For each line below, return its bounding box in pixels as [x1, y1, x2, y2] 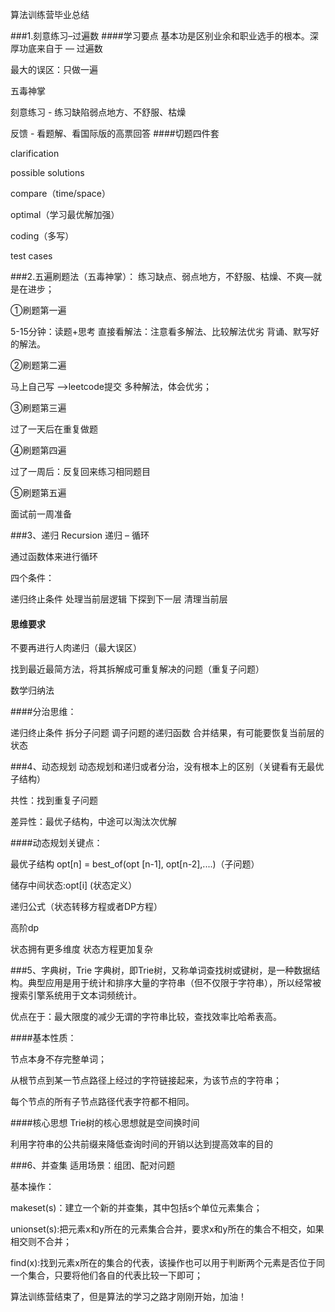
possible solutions [10, 167, 85, 178]
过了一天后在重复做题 [10, 423, 98, 435]
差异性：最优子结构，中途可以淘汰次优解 [10, 816, 177, 828]
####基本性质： [10, 1032, 77, 1044]
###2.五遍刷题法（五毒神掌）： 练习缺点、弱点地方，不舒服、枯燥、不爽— [10, 271, 314, 282]
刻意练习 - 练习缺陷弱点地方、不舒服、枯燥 [10, 106, 187, 118]
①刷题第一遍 [10, 304, 67, 316]
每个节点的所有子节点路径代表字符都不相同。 [10, 1096, 195, 1108]
